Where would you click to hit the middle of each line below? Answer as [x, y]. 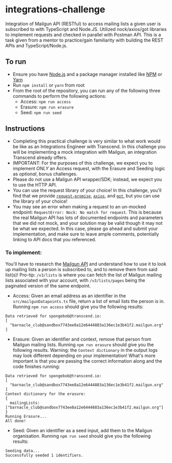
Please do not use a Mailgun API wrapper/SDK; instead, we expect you [87, 179]
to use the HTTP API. [35, 185]
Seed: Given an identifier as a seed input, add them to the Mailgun [82, 430]
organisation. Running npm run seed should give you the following [82, 436]
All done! [16, 421]
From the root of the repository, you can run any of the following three [86, 91]
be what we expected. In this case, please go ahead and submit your [85, 228]
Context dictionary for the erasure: [46, 394]
